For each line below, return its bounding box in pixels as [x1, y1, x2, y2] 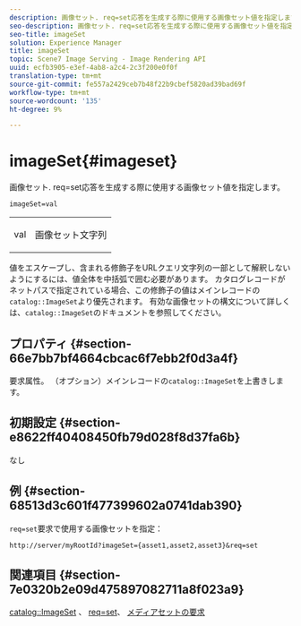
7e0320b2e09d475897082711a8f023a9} [9, 582, 245, 597]
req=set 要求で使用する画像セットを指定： [9, 523, 164, 534]
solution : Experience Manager [9, 38, 123, 47]
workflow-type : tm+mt [9, 88, 90, 97]
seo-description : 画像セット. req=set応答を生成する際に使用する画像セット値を [9, 21, 280, 30]
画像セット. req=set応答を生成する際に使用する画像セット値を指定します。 [9, 182, 285, 193]
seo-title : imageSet [9, 30, 87, 39]
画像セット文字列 [34, 229, 107, 242]
